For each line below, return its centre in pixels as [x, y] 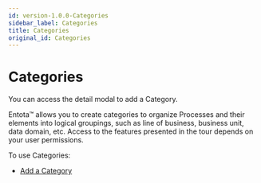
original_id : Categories [49, 38]
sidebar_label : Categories [53, 23]
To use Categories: [40, 155]
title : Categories [39, 30]
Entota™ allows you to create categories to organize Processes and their [127, 115]
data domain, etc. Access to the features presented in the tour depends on [131, 131]
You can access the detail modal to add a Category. [93, 99]
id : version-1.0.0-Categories [59, 16]
